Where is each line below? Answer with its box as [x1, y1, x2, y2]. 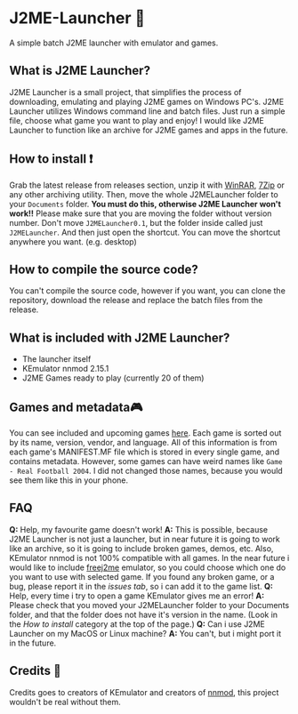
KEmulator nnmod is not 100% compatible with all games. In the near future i [9, 552, 290, 563]
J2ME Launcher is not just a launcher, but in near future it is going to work [9, 533, 280, 544]
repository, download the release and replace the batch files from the [9, 295, 263, 306]
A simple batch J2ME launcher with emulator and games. [9, 37, 219, 48]
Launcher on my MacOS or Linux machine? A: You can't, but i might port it [9, 628, 282, 638]
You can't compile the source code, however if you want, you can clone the [9, 285, 286, 296]
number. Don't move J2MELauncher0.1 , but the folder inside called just [9, 217, 263, 228]
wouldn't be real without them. [9, 696, 122, 707]
